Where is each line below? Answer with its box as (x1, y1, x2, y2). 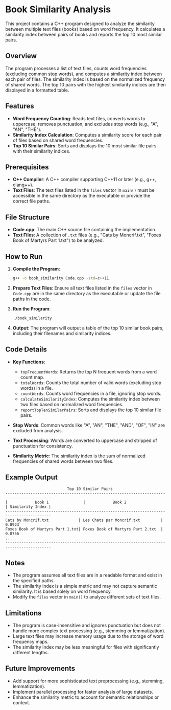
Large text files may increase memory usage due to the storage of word (12, 633, 164, 639)
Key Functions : (12, 359, 45, 365)
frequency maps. (12, 638, 49, 645)
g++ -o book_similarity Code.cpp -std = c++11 (12, 276, 109, 281)
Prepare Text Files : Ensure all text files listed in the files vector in (12, 285, 152, 291)
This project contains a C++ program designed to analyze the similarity (5, 20, 155, 27)
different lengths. (12, 650, 50, 655)
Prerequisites (5, 163, 49, 171)
